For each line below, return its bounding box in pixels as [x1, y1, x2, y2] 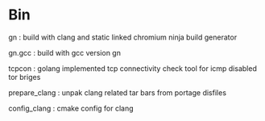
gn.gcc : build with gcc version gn [8, 48, 121, 57]
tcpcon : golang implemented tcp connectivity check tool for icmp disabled [8, 63, 258, 73]
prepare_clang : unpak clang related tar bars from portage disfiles [8, 87, 227, 98]
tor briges [8, 72, 41, 81]
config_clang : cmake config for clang [8, 103, 135, 113]
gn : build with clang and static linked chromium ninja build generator [8, 32, 238, 42]
